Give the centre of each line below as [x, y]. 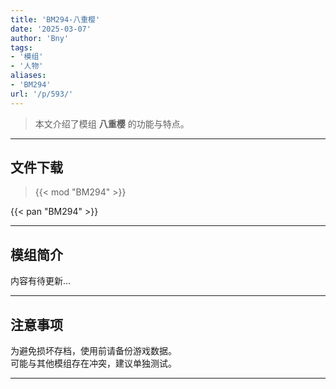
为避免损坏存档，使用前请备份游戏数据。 [93, 351]
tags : [21, 47]
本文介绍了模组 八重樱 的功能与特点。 [112, 123]
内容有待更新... [41, 281]
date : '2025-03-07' [51, 29]
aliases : [28, 76]
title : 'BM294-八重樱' [55, 19]
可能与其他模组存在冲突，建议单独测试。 [93, 363]
